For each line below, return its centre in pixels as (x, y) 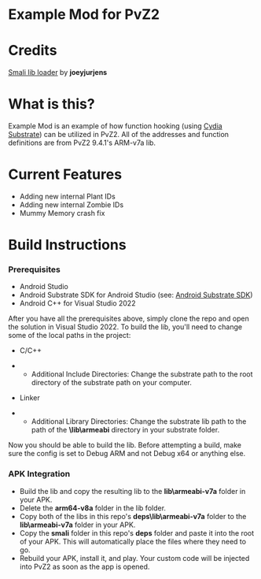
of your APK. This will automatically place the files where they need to (132, 541)
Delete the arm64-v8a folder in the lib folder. (93, 508)
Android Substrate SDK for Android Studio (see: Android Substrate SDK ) (136, 295)
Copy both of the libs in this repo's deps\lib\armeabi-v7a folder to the (133, 516)
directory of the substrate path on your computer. (112, 383)
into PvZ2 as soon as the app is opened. (85, 566)
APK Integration (39, 474)
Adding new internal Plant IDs (67, 196)
